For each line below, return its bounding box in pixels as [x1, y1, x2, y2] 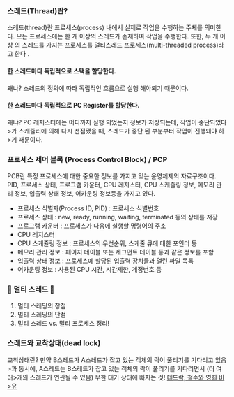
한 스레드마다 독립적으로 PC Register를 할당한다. [7, 101, 140, 110]
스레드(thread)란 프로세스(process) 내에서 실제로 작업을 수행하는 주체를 [7, 23, 203, 32]
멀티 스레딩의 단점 [17, 310, 66, 319]
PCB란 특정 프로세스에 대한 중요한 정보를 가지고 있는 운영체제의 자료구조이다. [7, 172, 217, 180]
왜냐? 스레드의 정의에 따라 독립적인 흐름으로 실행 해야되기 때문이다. [7, 84, 189, 92]
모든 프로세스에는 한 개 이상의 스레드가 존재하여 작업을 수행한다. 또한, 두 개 [16, 32, 219, 41]
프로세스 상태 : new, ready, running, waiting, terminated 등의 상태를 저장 [17, 213, 218, 221]
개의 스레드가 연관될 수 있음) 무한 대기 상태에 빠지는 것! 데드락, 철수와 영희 [17, 373, 217, 382]
